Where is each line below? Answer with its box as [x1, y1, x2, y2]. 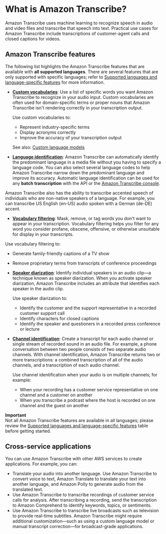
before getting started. [5, 428, 51, 434]
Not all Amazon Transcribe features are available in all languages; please [5, 417, 154, 423]
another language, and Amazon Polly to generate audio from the [12, 481, 144, 487]
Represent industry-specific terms [19, 124, 90, 130]
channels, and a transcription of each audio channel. [12, 362, 120, 368]
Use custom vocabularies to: [12, 114, 71, 120]
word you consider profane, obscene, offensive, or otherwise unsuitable [12, 226, 160, 232]
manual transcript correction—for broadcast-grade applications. [12, 523, 144, 529]
